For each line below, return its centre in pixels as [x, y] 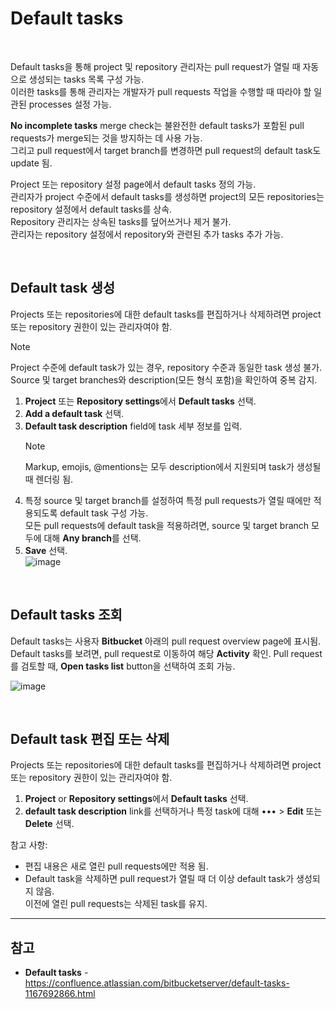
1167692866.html [60, 994]
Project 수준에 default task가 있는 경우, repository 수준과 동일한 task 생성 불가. [166, 367]
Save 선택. [46, 550]
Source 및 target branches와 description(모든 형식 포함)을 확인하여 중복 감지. [164, 379]
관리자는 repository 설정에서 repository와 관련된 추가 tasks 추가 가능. [147, 234]
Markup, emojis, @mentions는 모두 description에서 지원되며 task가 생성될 [173, 466]
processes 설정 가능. [70, 104]
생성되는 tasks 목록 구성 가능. [86, 79]
